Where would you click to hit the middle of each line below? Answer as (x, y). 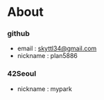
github (18, 34)
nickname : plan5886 (47, 56)
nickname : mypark (45, 89)
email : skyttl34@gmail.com (57, 48)
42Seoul (22, 74)
